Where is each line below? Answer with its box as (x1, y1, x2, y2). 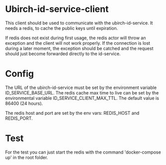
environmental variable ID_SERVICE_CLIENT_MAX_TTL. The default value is (5, 95, 159, 101)
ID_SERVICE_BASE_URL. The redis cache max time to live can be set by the (5, 89, 159, 95)
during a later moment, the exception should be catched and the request (5, 45, 154, 51)
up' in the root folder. (5, 154, 48, 160)
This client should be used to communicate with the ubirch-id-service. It (5, 20, 153, 26)
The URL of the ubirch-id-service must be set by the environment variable (5, 84, 157, 90)
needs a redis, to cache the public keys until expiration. (5, 25, 118, 31)
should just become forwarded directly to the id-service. (5, 51, 121, 57)
